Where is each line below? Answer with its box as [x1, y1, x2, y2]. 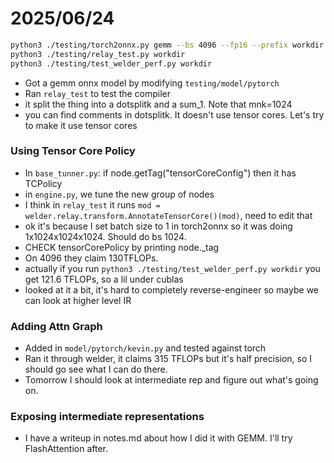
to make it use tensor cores [24, 119, 138, 131]
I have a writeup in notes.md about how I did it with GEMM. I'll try [24, 432, 293, 444]
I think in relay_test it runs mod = [24, 198, 161, 211]
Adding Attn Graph [10, 319, 103, 333]
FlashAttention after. [24, 443, 108, 455]
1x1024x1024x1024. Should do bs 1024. [24, 230, 187, 242]
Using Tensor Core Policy [10, 144, 136, 158]
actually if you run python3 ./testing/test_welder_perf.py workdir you [24, 262, 321, 274]
